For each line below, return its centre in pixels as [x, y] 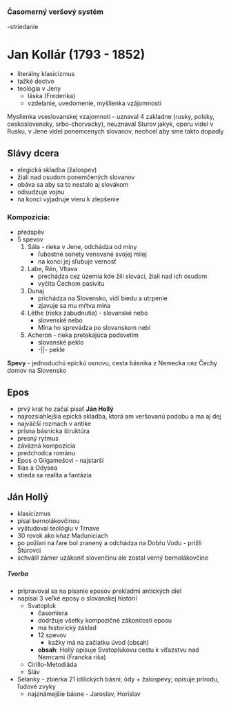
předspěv [31, 232]
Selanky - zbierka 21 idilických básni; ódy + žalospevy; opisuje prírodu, [118, 679]
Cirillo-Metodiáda [52, 664]
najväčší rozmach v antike [54, 424]
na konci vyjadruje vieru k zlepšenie [68, 199]
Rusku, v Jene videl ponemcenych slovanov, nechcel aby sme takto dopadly [115, 131]
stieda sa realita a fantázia [54, 475]
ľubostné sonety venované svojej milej [92, 254]
